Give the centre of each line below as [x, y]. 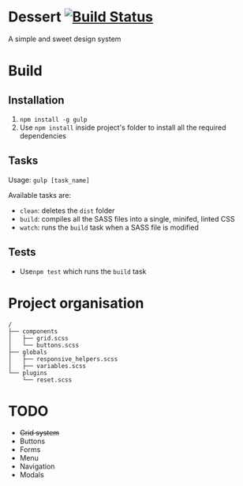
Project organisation [76, 303]
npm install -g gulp [53, 120]
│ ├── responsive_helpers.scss [63, 359]
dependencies [43, 135]
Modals [32, 475]
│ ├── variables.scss [47, 366]
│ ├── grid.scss [38, 338]
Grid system [39, 433]
